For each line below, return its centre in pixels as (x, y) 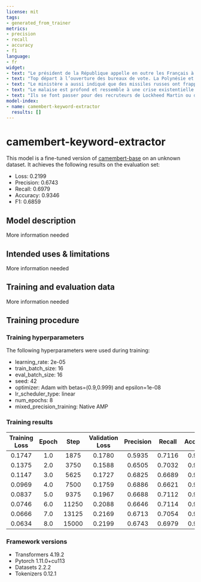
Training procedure (43, 320)
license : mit (22, 12)
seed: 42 (26, 381)
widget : (16, 67)
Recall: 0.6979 (33, 189)
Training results (30, 422)
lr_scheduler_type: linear (45, 394)
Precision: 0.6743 (36, 183)
